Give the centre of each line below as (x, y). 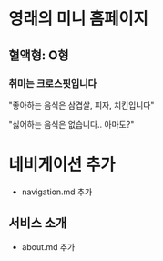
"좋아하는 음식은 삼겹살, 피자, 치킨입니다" (81, 105)
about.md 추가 (48, 246)
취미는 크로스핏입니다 (53, 83)
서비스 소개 (38, 223)
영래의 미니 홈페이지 (79, 19)
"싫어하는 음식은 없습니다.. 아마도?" (71, 124)
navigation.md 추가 (57, 192)
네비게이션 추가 (62, 165)
